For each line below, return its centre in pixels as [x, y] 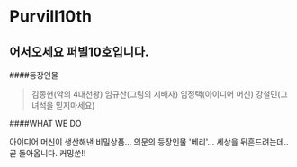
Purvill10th [51, 17]
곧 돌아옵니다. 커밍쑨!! [48, 153]
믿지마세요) [75, 105]
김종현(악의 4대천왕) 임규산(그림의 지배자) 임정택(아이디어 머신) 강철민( [156, 94]
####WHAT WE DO [46, 123]
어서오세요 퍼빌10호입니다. [79, 52]
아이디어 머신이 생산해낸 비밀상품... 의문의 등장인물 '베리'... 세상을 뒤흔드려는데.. [149, 142]
